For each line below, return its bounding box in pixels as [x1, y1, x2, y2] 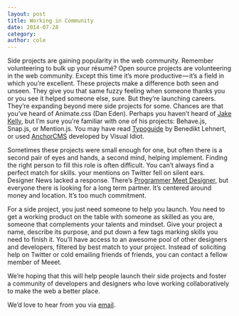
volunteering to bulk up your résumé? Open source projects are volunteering [7, 64, 232, 73]
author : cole [7, 37, 46, 44]
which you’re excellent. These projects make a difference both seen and [7, 79, 219, 88]
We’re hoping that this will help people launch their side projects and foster [7, 272, 227, 280]
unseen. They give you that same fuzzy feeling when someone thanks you [7, 87, 225, 95]
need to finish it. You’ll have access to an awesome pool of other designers [7, 236, 228, 244]
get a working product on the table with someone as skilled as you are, [7, 213, 215, 221]
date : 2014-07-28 [7, 23, 59, 31]
